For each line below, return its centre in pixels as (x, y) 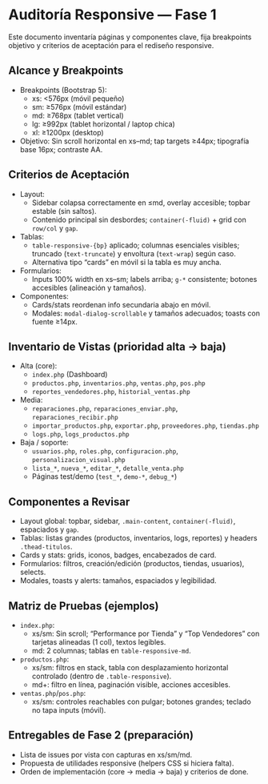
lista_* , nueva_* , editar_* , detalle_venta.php (108, 468)
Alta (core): (38, 366)
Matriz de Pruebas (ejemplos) (84, 606)
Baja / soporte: (44, 443)
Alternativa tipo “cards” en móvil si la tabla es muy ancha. (126, 262)
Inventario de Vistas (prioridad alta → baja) (117, 346)
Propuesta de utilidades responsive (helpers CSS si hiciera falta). (127, 763)
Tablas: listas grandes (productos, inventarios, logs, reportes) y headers (138, 538)
